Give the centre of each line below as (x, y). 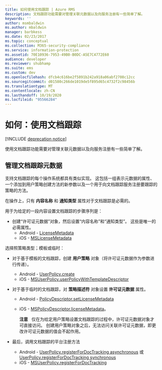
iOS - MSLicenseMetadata (45, 238)
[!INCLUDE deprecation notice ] (36, 139)
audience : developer (26, 59)
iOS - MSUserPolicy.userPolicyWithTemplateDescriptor (74, 279)
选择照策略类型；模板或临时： (35, 248)
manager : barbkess (23, 32)
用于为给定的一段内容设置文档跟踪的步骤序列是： (54, 211)
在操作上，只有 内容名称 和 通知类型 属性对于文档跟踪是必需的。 (69, 201)
